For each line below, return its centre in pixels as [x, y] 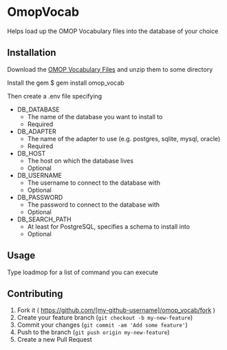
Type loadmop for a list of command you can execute [83, 272]
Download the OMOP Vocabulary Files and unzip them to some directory [110, 69]
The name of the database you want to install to [95, 116]
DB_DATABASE [38, 109]
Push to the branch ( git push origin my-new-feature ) [93, 332]
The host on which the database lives [80, 161]
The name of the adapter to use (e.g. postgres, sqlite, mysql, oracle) [124, 138]
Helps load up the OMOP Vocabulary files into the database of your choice [113, 31]
